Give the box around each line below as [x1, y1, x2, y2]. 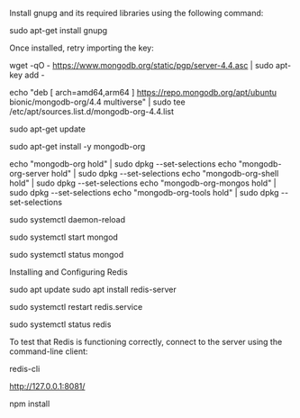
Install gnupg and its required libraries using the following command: [9, 8, 264, 18]
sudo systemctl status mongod [9, 250, 124, 259]
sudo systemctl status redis [9, 319, 112, 330]
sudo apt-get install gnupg [9, 25, 108, 35]
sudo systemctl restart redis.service [9, 302, 143, 312]
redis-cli [9, 364, 41, 374]
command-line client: [9, 346, 88, 357]
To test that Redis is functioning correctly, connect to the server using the [9, 337, 283, 347]
